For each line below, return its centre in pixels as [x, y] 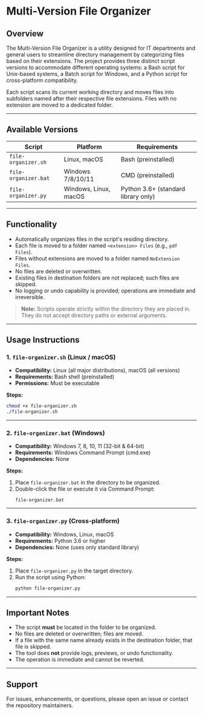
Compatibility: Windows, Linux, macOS [64, 534]
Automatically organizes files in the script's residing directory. [92, 239]
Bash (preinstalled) [148, 159]
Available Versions [42, 129]
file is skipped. [33, 646]
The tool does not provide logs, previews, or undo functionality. [94, 653]
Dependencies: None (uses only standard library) [77, 547]
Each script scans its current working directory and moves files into [90, 92]
